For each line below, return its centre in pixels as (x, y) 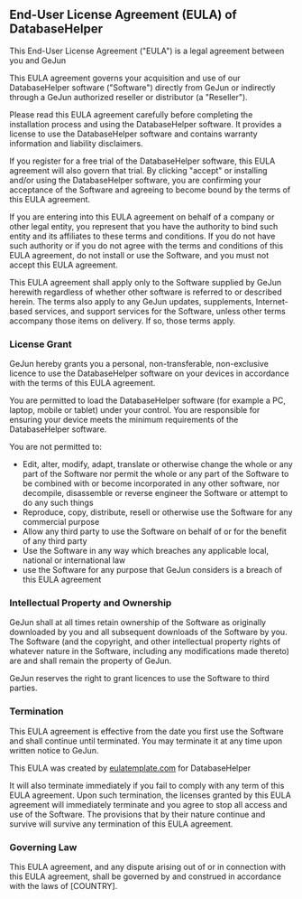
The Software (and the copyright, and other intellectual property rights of (145, 641)
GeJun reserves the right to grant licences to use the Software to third (139, 679)
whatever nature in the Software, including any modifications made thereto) (150, 651)
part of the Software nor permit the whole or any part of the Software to (156, 474)
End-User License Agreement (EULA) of (123, 15)
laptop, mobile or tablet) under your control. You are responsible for (135, 410)
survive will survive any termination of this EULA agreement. (121, 824)
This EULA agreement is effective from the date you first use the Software (146, 731)
